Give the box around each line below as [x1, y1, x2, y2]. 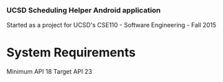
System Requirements [6, 45, 136, 60]
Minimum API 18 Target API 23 [6, 68, 92, 76]
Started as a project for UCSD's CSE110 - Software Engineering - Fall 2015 [6, 21, 217, 29]
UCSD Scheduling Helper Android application [6, 5, 161, 15]
